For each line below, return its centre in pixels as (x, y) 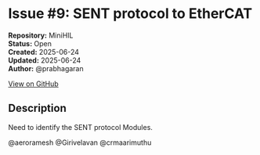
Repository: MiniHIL (41, 35)
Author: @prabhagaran (46, 68)
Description (37, 108)
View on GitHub (33, 84)
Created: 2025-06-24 (44, 52)
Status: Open (30, 43)
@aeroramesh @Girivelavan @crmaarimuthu (80, 142)
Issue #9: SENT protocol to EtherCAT (130, 14)
